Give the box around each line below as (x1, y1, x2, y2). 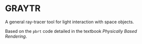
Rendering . (5, 33, 27, 39)
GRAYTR (5, 3, 41, 14)
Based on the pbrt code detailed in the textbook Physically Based (5, 28, 138, 34)
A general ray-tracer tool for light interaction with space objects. (5, 19, 134, 25)
